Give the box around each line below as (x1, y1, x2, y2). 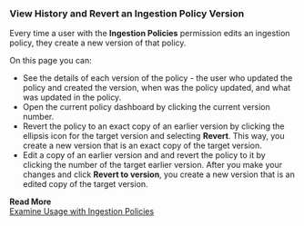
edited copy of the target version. (22, 179, 148, 190)
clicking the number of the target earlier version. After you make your (22, 160, 283, 171)
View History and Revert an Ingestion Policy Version (9, 7, 245, 20)
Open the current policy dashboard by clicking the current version (22, 102, 270, 113)
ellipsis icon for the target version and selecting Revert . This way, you (22, 131, 285, 142)
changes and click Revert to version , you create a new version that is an (22, 169, 296, 180)
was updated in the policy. (22, 92, 122, 103)
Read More (9, 196, 52, 207)
